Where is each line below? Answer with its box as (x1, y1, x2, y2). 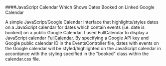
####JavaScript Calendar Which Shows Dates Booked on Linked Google (5, 4, 155, 10)
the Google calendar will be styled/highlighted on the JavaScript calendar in (5, 46, 161, 51)
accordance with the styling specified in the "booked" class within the (5, 51, 149, 57)
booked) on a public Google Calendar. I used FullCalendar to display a (5, 30, 149, 35)
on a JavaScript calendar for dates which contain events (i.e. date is (5, 24, 145, 30)
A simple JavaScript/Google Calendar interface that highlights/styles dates (5, 19, 159, 25)
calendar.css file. (5, 56, 40, 62)
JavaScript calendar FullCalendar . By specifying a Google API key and (5, 35, 149, 41)
